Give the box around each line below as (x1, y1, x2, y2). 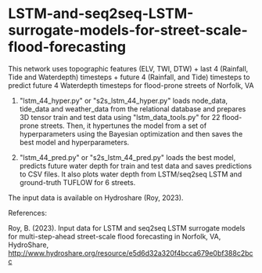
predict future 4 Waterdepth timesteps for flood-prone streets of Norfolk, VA (8, 80, 254, 90)
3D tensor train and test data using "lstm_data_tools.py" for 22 (19, 112, 221, 122)
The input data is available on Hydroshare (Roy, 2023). (8, 193, 184, 202)
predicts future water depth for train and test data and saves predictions (19, 161, 253, 170)
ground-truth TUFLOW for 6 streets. (19, 177, 136, 187)
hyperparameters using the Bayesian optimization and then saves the (19, 129, 243, 138)
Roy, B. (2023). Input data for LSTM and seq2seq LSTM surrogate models (8, 223, 246, 232)
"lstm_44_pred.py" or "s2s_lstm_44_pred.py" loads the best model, (19, 152, 236, 162)
